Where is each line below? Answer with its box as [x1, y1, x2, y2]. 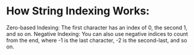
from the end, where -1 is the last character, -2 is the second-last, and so [6, 36, 187, 44]
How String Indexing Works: [6, 4, 150, 18]
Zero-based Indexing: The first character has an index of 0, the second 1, [6, 24, 188, 31]
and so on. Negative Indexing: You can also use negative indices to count [6, 30, 189, 37]
